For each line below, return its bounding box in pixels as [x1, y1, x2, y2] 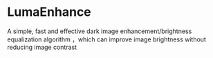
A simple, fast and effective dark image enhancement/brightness [7, 27, 192, 35]
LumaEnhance [7, 4, 91, 20]
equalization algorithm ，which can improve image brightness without [7, 35, 206, 43]
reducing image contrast [7, 43, 77, 51]
